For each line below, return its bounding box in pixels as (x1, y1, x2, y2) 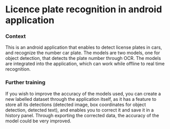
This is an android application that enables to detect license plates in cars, (5, 45, 162, 51)
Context (5, 33, 26, 40)
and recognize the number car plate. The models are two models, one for (5, 50, 160, 56)
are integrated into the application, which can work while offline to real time (5, 60, 165, 67)
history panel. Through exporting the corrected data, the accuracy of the (5, 112, 159, 118)
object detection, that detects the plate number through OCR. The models (5, 55, 161, 61)
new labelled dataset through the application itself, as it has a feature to (5, 96, 157, 102)
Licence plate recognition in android (5, 4, 162, 15)
